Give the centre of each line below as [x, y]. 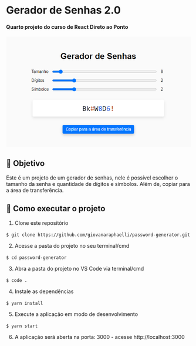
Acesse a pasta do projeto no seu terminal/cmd [72, 245]
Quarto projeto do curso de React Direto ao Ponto [67, 26]
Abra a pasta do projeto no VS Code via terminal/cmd [79, 268]
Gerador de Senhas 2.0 [64, 10]
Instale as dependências [44, 291]
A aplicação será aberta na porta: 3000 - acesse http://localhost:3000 [99, 337]
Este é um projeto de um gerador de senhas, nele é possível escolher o [92, 178]
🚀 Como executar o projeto [56, 209]
